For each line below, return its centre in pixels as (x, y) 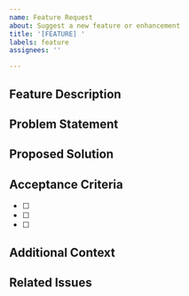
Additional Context (62, 252)
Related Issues (51, 282)
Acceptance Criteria (66, 184)
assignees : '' (35, 51)
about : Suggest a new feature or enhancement (94, 26)
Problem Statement (64, 124)
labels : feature (39, 42)
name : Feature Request (51, 17)
